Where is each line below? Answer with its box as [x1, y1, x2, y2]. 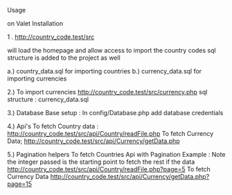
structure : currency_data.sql [7, 95, 89, 103]
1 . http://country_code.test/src [7, 33, 95, 41]
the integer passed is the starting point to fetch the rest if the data [7, 158, 195, 166]
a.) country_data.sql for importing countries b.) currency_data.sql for [7, 67, 202, 75]
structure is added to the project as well [7, 53, 121, 62]
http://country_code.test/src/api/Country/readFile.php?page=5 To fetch [7, 165, 211, 173]
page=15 [7, 180, 33, 188]
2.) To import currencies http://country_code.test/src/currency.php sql [7, 88, 208, 96]
